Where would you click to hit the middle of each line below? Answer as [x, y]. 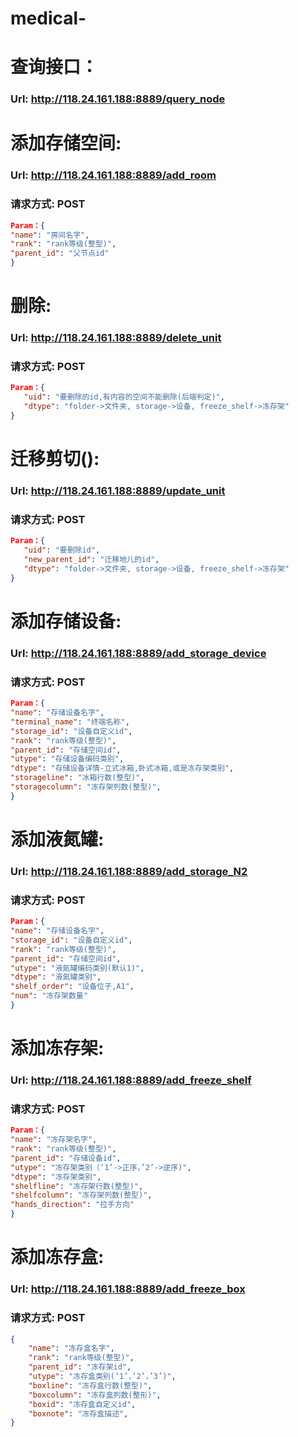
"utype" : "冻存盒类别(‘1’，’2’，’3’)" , [102, 1377]
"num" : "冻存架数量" [49, 996]
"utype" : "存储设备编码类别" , [67, 759]
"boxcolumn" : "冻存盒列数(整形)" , [95, 1395]
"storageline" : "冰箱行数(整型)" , [77, 778]
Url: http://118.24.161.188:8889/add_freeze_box [128, 1289]
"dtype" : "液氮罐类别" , [56, 977]
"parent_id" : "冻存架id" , [80, 1367]
